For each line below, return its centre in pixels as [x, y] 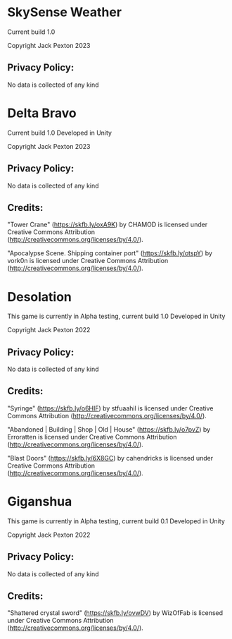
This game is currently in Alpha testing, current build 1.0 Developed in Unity [116, 316]
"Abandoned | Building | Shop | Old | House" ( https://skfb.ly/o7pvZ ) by [109, 429]
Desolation [40, 297]
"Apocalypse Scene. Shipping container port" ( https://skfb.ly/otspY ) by [110, 253]
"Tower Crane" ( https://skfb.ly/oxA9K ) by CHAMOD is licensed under [108, 225]
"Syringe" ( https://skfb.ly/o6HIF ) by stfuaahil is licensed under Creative [110, 408]
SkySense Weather [64, 12]
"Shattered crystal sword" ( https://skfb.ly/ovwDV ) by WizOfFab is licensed [115, 613]
